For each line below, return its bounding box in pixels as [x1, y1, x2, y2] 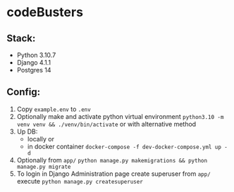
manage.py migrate [16, 163, 71, 170]
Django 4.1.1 [16, 58, 51, 67]
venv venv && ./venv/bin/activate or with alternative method [16, 120, 197, 128]
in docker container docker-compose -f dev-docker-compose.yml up [27, 142, 221, 151]
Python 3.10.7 [16, 51, 56, 59]
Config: [6, 86, 40, 98]
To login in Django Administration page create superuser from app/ [16, 169, 211, 178]
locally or [27, 134, 54, 143]
